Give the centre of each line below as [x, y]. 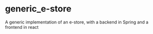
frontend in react [22, 27]
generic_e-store [38, 9]
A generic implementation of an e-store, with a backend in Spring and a [77, 22]
